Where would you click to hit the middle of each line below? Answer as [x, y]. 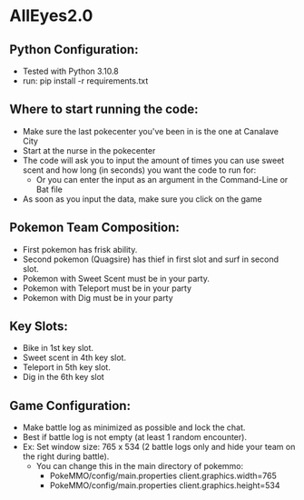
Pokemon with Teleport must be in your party [107, 288]
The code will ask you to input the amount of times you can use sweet [153, 160]
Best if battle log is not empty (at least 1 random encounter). [135, 437]
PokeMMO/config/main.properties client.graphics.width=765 [163, 476]
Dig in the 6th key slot [63, 377]
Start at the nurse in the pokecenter [89, 150]
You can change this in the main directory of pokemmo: [140, 466]
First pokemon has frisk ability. [80, 249]
